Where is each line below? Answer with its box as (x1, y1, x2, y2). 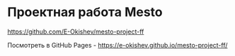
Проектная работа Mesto (7, 4, 163, 20)
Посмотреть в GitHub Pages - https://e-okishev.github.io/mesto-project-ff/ (7, 41, 228, 49)
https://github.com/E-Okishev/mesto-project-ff (7, 27, 144, 36)
